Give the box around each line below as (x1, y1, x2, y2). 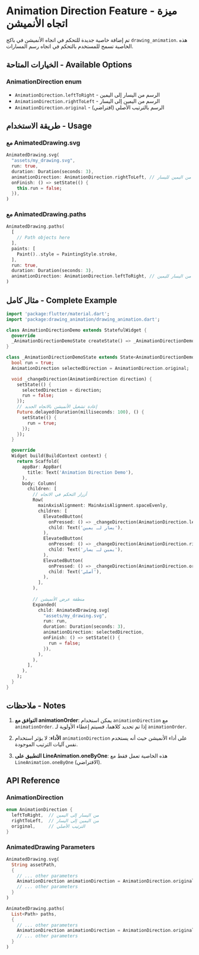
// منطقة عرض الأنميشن (32, 596, 85, 602)
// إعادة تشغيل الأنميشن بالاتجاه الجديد (17, 404, 98, 410)
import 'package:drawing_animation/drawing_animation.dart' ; (6, 316, 161, 322)
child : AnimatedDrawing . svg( (37, 607, 110, 613)
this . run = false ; (17, 185, 62, 191)
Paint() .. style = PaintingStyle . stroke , (17, 251, 118, 257)
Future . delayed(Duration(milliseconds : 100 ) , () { (17, 409, 145, 416)
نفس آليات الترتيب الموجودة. (14, 740, 78, 748)
